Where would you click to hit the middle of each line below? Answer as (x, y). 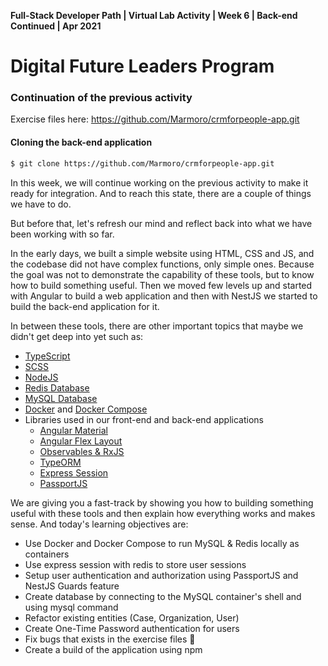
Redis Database (57, 387)
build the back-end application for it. (85, 306)
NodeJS (41, 377)
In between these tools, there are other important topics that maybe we (157, 326)
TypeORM (60, 462)
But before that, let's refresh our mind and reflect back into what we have (161, 223)
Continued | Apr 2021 (56, 26)
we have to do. (41, 204)
